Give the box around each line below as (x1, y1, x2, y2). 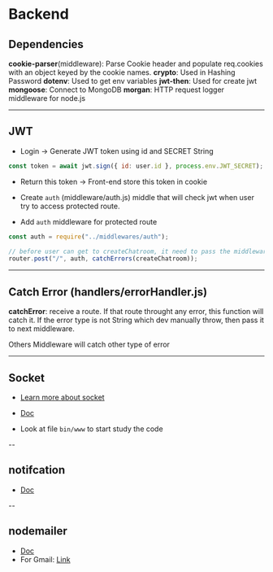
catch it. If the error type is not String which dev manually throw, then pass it (8, 315, 264, 325)
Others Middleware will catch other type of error (8, 339, 171, 350)
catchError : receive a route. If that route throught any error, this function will (8, 307, 264, 317)
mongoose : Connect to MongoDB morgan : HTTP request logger (8, 85, 225, 94)
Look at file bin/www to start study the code (19, 424, 164, 434)
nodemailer (8, 524, 67, 538)
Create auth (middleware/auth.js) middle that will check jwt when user (19, 192, 254, 202)
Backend (8, 5, 69, 24)
